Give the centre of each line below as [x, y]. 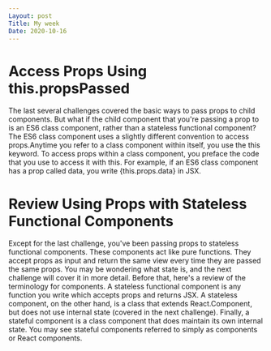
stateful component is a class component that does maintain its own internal [136, 321]
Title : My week [34, 24]
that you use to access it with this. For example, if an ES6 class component [133, 162]
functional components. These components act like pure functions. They [130, 252]
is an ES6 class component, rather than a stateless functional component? [133, 128]
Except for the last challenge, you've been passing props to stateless [124, 243]
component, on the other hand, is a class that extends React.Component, [131, 304]
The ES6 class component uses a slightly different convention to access [129, 137]
